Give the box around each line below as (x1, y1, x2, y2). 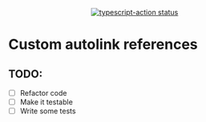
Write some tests (19, 106, 76, 116)
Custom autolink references (8, 36, 198, 53)
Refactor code (19, 89, 67, 97)
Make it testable (19, 97, 74, 107)
